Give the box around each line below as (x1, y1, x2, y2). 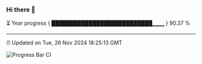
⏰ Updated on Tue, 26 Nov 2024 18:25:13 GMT (6, 39, 123, 46)
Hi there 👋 (6, 5, 36, 14)
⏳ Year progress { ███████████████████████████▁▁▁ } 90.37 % (6, 19, 191, 27)
